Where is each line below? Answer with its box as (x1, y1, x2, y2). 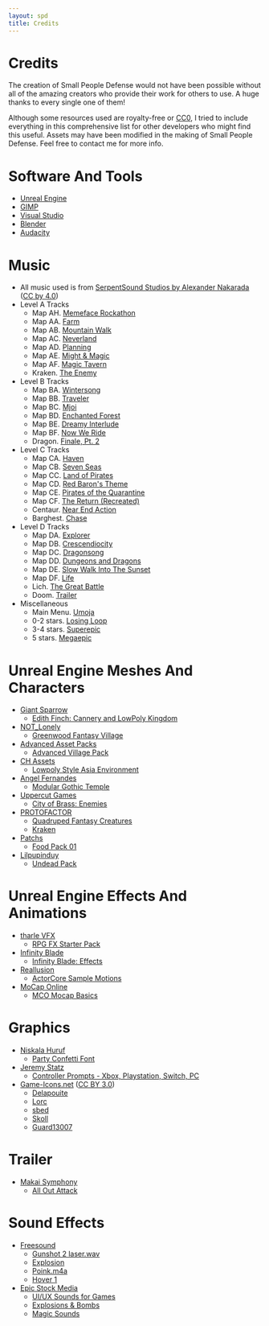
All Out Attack (31, 1186, 78, 1196)
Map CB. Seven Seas (31, 462, 102, 472)
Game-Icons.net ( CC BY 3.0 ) (19, 1080, 115, 1089)
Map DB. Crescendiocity (31, 539, 113, 549)
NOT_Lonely (19, 722, 61, 732)
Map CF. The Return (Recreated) (31, 496, 141, 506)
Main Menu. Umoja (31, 607, 95, 617)
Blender (19, 219, 47, 229)
